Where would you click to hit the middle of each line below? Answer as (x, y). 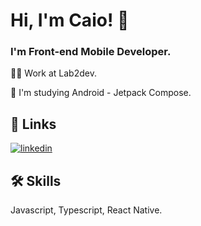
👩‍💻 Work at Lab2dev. (53, 73)
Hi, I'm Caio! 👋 (70, 20)
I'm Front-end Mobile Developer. (91, 52)
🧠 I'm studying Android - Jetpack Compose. (101, 93)
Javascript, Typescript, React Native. (86, 210)
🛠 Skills (36, 180)
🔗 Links (33, 124)
